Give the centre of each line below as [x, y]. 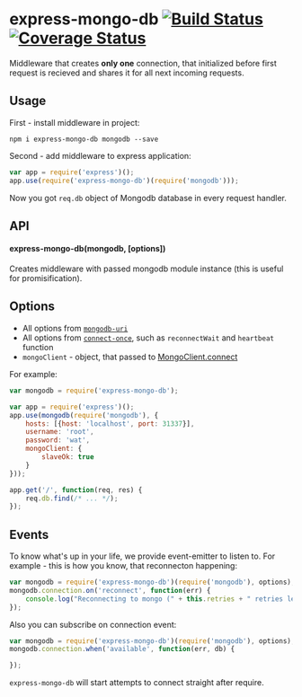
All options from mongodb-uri [75, 328]
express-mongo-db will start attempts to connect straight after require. [137, 683]
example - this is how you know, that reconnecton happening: [124, 566]
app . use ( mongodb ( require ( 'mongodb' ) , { [84, 415]
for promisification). [46, 278]
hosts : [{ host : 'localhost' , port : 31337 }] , [110, 423]
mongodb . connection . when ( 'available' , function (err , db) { [122, 649]
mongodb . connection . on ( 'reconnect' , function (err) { [110, 590]
